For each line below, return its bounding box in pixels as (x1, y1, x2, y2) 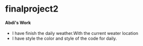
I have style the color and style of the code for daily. (12, 35, 117, 42)
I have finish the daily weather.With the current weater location (12, 31, 139, 36)
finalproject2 (5, 3, 59, 15)
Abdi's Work (5, 19, 31, 25)
